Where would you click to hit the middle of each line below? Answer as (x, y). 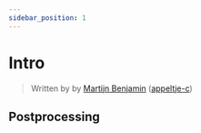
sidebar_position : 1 (48, 18)
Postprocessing (55, 116)
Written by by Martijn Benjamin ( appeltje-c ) (111, 88)
